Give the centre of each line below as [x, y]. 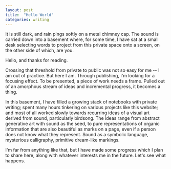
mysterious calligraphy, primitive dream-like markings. [62, 140]
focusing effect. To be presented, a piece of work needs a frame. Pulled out [85, 81]
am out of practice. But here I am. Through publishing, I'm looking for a [80, 76]
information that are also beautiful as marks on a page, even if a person [81, 129]
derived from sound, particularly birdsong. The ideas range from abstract [82, 118]
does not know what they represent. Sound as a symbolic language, [77, 135]
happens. [15, 161]
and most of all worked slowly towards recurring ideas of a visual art [78, 113]
